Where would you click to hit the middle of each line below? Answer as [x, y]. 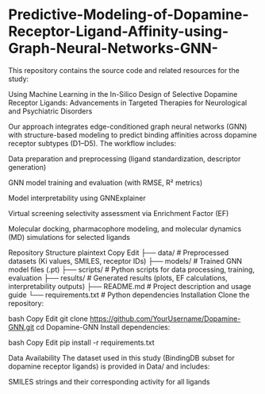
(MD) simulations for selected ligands [69, 237]
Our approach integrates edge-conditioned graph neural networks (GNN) [128, 126]
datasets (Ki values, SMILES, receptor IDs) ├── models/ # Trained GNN [125, 261]
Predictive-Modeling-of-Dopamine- [129, 15]
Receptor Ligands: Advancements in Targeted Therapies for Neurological [128, 102]
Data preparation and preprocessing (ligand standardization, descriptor [125, 158]
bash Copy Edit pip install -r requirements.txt [81, 342]
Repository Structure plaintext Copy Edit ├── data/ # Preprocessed [119, 253]
